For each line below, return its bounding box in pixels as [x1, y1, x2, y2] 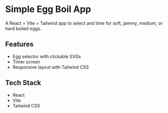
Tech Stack [5, 79, 41, 87]
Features [5, 40, 34, 49]
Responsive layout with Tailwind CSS [12, 64, 89, 70]
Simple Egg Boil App [5, 4, 92, 15]
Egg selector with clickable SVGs [12, 53, 81, 59]
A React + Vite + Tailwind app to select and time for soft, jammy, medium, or [5, 20, 163, 26]
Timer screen [12, 59, 40, 65]
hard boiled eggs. [5, 25, 42, 31]
